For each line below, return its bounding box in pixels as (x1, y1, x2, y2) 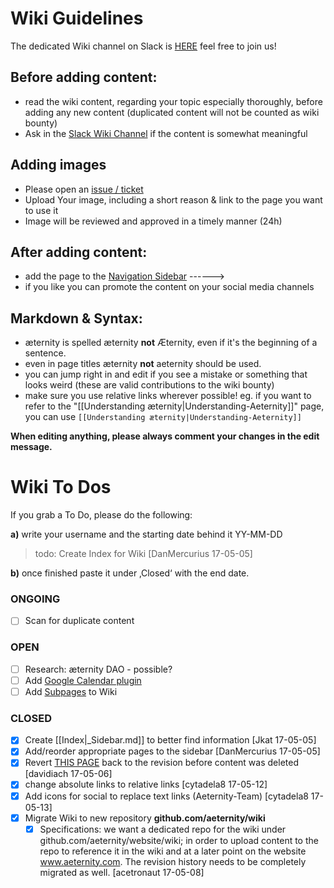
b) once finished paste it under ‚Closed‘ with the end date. (10, 567, 250, 579)
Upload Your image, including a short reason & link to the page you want (24, 193, 323, 206)
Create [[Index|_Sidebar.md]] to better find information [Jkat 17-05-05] (24, 734, 317, 746)
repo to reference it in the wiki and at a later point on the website (39, 845, 307, 857)
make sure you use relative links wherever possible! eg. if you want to (24, 390, 312, 402)
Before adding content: (10, 69, 158, 86)
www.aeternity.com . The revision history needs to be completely (39, 855, 307, 867)
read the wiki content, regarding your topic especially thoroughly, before (24, 95, 323, 107)
